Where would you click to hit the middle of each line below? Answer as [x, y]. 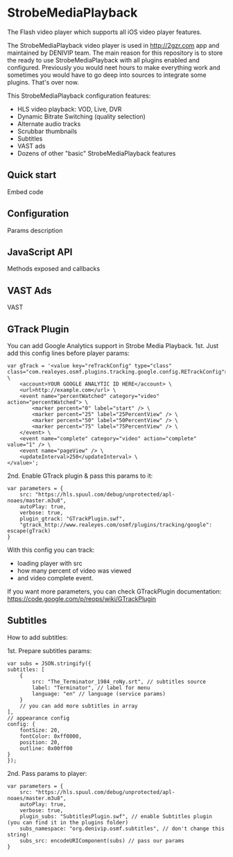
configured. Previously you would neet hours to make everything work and [114, 67]
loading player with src [50, 563]
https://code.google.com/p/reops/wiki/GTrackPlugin [82, 599]
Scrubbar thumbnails [47, 131]
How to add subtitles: [37, 637]
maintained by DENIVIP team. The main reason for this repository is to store [115, 53]
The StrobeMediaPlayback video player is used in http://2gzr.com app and [113, 45]
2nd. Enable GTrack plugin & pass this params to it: [80, 476]
